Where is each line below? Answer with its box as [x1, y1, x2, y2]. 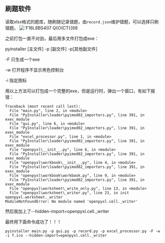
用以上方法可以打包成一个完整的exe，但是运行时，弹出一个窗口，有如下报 [5, 88, 156, 94]
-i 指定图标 [5, 77, 27, 83]
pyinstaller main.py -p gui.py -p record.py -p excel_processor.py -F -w [5, 229, 161, 234]
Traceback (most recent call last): [5, 104, 81, 109]
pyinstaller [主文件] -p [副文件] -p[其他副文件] [5, 46, 98, 52]
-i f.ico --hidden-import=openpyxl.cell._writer [5, 233, 107, 238]
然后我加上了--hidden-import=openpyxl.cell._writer [5, 208, 110, 214]
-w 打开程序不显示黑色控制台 [5, 67, 64, 73]
